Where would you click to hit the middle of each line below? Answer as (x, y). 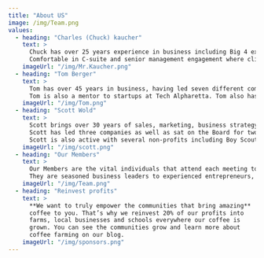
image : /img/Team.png (44, 23)
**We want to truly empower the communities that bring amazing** (140, 205)
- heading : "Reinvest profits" (66, 191)
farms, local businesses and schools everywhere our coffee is (135, 220)
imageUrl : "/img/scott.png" (68, 147)
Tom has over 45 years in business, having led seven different (136, 88)
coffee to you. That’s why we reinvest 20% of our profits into (136, 213)
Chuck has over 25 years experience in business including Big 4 (138, 52)
